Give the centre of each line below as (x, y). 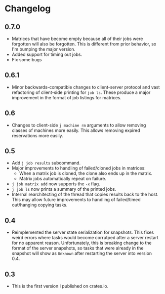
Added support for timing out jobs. (47, 54)
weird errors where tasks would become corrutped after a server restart (85, 238)
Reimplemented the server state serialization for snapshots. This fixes (83, 232)
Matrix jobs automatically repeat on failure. (63, 179)
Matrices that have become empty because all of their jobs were (77, 39)
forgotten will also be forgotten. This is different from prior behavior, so (84, 44)
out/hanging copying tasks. (40, 205)
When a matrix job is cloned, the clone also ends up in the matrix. (86, 173)
